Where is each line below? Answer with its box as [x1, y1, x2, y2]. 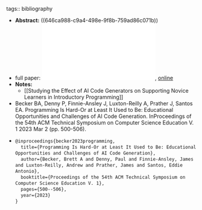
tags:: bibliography [6, 5, 53, 12]
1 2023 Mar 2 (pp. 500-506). [14, 126, 86, 132]
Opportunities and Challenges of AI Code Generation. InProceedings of [14, 113, 192, 120]
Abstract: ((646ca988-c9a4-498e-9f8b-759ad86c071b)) [14, 17, 159, 23]
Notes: [14, 81, 33, 88]
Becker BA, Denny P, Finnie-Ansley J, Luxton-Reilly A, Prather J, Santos [14, 100, 193, 107]
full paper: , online [14, 75, 174, 81]
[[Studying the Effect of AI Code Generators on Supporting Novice [24, 87, 189, 94]
